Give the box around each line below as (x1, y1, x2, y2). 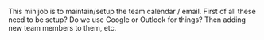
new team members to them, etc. (8, 24, 117, 32)
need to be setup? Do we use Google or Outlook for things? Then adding (8, 15, 247, 24)
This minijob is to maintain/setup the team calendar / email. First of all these (8, 7, 256, 16)
